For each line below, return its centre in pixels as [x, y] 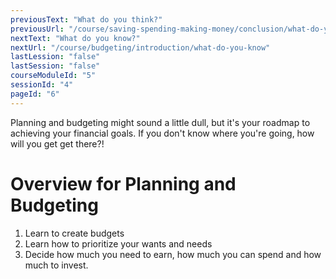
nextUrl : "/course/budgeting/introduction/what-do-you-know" [140, 47]
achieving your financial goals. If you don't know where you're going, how [162, 133]
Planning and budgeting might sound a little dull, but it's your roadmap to [160, 122]
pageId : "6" [35, 94]
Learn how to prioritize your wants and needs [118, 243]
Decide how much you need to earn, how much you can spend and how [173, 254]
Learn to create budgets [74, 233]
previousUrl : [37, 29]
